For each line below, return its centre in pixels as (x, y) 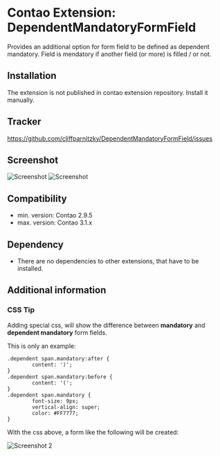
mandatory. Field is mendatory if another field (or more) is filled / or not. (109, 54)
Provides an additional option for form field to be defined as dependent (108, 46)
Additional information (57, 290)
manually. (21, 100)
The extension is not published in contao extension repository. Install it (108, 92)
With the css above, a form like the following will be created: (93, 432)
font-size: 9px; (55, 401)
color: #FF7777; (55, 413)
